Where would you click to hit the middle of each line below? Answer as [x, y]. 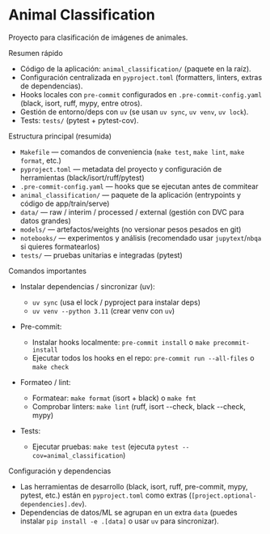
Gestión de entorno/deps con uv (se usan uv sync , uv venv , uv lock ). [134, 112]
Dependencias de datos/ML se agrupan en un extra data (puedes [129, 512]
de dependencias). [51, 86]
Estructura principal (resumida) [60, 136]
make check [51, 367]
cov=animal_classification [78, 455]
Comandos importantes [48, 271]
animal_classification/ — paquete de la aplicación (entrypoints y [130, 194]
